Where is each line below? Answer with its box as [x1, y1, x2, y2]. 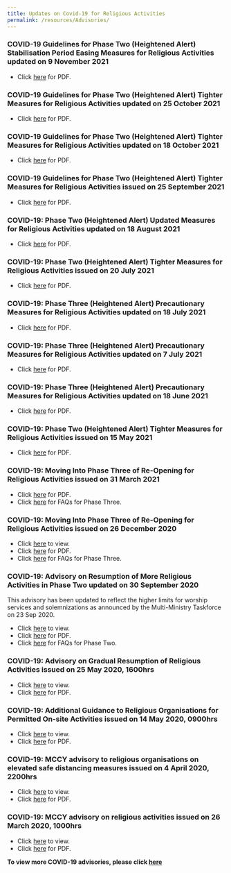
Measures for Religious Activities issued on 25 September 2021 [7, 182, 225, 192]
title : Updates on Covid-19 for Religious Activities [7, 10, 166, 17]
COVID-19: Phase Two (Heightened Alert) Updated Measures [7, 215, 216, 225]
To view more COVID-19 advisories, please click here [7, 858, 163, 866]
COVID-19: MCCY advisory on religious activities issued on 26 [7, 813, 221, 822]
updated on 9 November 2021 [7, 57, 109, 67]
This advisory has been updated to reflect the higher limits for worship [7, 596, 208, 604]
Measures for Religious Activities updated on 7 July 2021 [7, 349, 203, 359]
